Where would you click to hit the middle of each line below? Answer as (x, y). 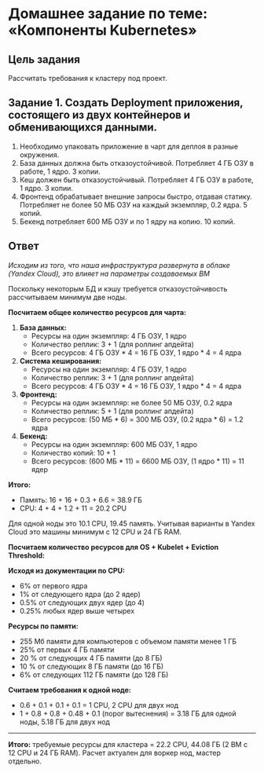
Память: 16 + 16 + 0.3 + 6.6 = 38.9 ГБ (81, 500)
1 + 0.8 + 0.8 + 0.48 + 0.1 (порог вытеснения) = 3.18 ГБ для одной (128, 713)
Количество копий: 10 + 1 (73, 452)
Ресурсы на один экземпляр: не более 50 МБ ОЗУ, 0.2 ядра (132, 402)
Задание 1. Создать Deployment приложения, (126, 103)
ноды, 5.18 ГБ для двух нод (64, 722)
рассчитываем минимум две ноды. (68, 297)
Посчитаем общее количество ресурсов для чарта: (97, 312)
